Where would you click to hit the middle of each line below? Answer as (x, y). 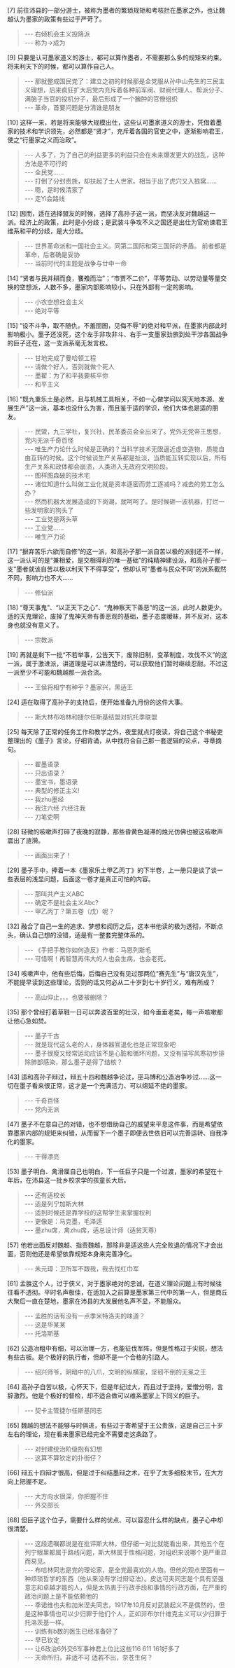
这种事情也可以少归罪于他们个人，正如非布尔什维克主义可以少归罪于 (129, 1614)
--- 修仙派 (39, 593)
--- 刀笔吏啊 (42, 817)
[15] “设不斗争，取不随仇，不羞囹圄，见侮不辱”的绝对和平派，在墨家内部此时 (117, 325)
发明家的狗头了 (52, 510)
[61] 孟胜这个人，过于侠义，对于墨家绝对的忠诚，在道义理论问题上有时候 (112, 1283)
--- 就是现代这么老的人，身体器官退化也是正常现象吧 (100, 1045)
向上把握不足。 (29, 1481)
